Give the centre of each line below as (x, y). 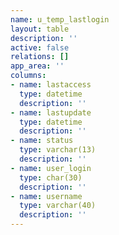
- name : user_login (51, 168)
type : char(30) (51, 177)
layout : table (40, 29)
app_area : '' (37, 66)
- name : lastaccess (51, 85)
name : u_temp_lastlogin (60, 19)
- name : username (46, 196)
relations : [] (40, 57)
